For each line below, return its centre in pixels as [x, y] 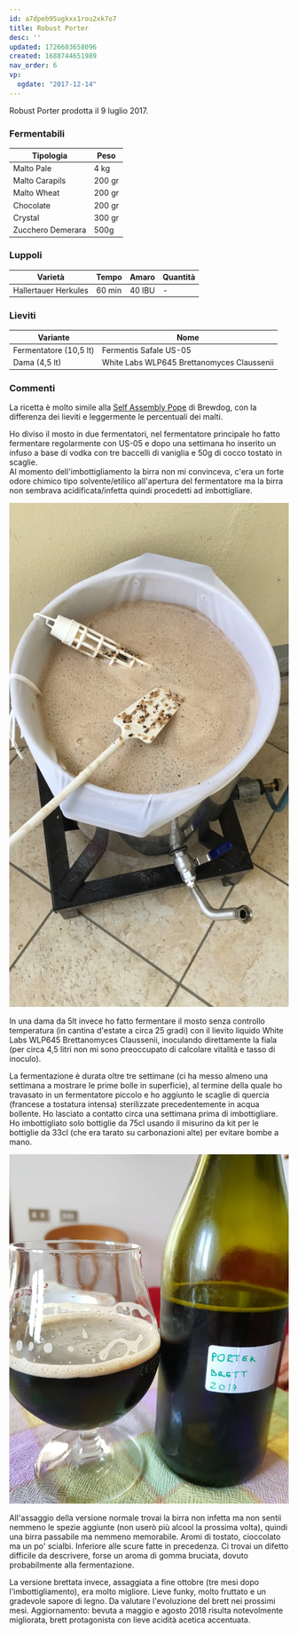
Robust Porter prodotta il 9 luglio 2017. [79, 110]
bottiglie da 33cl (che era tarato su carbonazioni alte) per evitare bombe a [144, 1132]
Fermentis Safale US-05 [147, 350]
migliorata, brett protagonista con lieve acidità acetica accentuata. [130, 1620]
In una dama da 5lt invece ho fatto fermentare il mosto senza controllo [137, 1021]
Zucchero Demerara [50, 230]
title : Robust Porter [49, 28]
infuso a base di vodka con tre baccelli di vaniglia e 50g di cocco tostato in [145, 453]
